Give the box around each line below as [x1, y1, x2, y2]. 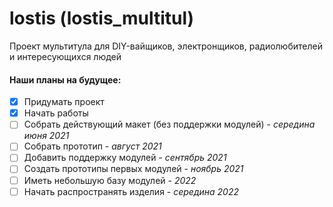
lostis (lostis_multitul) [9, 7, 195, 30]
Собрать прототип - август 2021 [23, 140, 162, 152]
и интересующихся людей [9, 50, 122, 62]
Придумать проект [23, 96, 105, 108]
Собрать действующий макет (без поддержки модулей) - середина [23, 118, 316, 131]
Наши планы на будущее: [9, 73, 122, 86]
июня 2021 [23, 130, 70, 142]
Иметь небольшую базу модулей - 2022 [23, 174, 197, 186]
